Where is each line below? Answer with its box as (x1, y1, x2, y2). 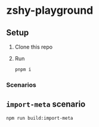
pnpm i (14, 66, 32, 72)
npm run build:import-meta (6, 115, 73, 121)
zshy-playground (6, 4, 94, 17)
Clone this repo (14, 43, 52, 50)
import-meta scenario (6, 99, 86, 110)
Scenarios (6, 80, 37, 89)
